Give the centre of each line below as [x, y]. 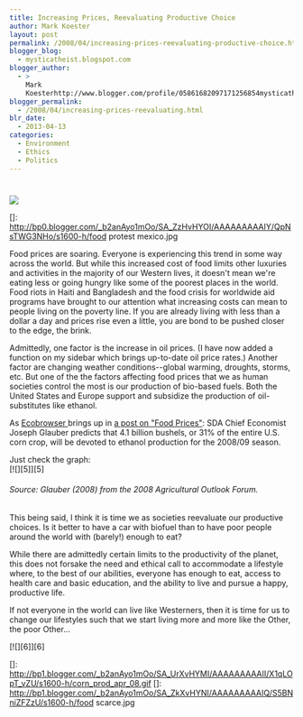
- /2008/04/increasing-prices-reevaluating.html [110, 110]
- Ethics [34, 152]
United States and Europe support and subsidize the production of [133, 395]
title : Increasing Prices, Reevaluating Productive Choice [123, 18]
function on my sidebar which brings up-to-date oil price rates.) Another [143, 357]
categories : [32, 135]
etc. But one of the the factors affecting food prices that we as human [139, 376]
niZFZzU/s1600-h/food [52, 702]
